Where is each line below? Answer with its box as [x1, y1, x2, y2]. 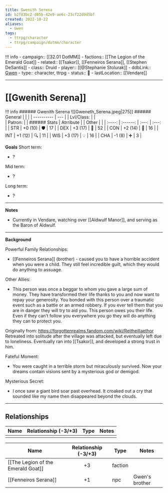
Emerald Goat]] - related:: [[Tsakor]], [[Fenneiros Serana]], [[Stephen [5, 59, 147, 65]
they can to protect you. [12, 318, 62, 324]
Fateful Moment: [5, 353, 39, 359]
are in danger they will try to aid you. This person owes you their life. [12, 307, 154, 313]
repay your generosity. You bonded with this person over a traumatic [12, 296, 154, 302]
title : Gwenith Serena [5, 7, 52, 13]
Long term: [5, 183, 28, 189]
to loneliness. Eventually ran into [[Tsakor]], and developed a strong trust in [5, 338, 160, 344]
